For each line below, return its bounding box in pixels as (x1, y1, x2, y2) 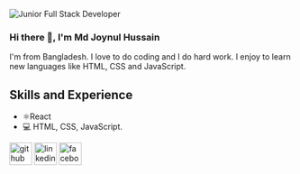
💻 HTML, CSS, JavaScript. (22, 122, 123, 133)
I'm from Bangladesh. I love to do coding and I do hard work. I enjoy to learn (9, 51, 291, 62)
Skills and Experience (9, 87, 133, 103)
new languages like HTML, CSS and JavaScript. (9, 61, 186, 72)
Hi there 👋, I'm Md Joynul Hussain (9, 31, 160, 43)
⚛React (22, 111, 51, 122)
